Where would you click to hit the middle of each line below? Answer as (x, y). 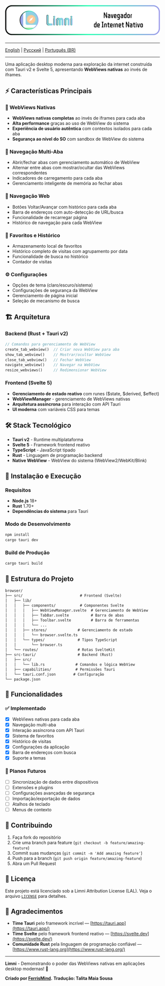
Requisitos (18, 490)
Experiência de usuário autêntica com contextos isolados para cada (82, 128)
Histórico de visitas (32, 741)
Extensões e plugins (33, 787)
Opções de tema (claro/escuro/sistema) (53, 285)
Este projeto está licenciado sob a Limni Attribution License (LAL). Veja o (79, 891)
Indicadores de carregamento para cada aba (57, 178)
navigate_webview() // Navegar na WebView (52, 365)
